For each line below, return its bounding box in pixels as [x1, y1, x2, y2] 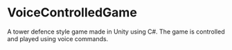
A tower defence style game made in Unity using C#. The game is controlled [7, 27, 225, 36]
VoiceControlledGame [7, 5, 137, 21]
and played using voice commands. [7, 34, 109, 42]
